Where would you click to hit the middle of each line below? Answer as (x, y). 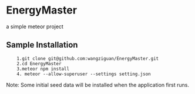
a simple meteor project (35, 26)
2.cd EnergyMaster (39, 63)
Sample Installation (42, 45)
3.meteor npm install (43, 69)
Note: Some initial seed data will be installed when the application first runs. (98, 85)
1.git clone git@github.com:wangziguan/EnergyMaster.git (88, 58)
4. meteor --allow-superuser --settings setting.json (84, 74)
